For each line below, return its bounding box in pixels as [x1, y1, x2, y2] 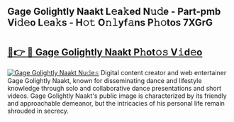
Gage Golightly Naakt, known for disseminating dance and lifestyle [7, 77, 202, 84]
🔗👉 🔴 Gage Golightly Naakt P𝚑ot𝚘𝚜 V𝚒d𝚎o [7, 46, 203, 58]
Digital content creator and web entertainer [100, 69, 227, 77]
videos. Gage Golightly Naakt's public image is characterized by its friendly [7, 91, 227, 100]
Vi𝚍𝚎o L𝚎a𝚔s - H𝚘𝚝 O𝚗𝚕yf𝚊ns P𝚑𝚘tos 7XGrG [7, 17, 213, 29]
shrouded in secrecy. [7, 106, 69, 115]
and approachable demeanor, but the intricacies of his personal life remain [7, 99, 225, 107]
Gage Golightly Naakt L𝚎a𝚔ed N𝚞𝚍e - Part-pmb [7, 6, 221, 18]
